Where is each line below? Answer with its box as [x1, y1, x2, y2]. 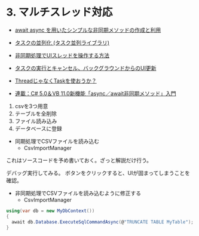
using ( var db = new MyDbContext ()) [6, 207, 95, 214]
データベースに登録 [14, 125, 63, 132]
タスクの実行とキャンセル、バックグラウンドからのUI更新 [14, 64, 157, 72]
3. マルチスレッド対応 [6, 5, 113, 19]
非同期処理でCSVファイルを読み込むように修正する [14, 189, 142, 197]
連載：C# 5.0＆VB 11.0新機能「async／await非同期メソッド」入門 [14, 90, 176, 97]
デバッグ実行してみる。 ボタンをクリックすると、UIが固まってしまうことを [6, 169, 190, 176]
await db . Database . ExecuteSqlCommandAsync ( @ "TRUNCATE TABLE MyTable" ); [11, 219, 194, 225]
